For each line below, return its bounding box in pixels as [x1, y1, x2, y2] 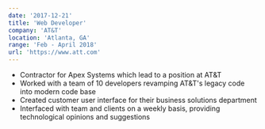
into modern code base [19, 87, 97, 96]
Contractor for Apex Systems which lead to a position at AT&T [19, 70, 222, 79]
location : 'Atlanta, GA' [8, 33, 90, 42]
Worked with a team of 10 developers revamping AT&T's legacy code [19, 78, 245, 88]
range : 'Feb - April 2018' [8, 41, 98, 49]
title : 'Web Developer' [8, 19, 87, 27]
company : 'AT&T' [8, 26, 62, 34]
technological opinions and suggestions [19, 112, 151, 121]
